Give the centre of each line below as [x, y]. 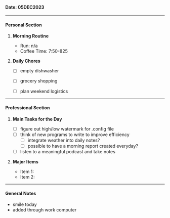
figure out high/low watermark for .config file [67, 128]
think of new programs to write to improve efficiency [75, 135]
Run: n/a [29, 46]
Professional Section [28, 108]
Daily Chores [26, 61]
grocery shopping [39, 81]
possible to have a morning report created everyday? [83, 146]
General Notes [21, 193]
